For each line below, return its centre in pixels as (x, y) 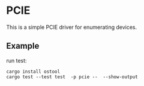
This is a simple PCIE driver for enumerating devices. (71, 27)
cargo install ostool (33, 72)
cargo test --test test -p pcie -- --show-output (72, 77)
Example (23, 46)
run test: (16, 60)
